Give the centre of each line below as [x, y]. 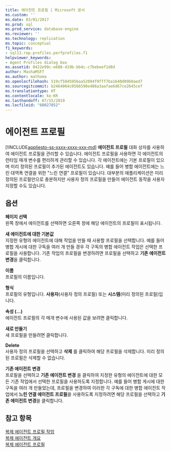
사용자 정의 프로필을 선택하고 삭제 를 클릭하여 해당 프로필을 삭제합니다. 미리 [80, 351]
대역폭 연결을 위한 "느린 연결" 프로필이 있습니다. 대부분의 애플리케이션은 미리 [87, 173]
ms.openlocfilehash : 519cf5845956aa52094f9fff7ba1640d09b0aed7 [74, 81]
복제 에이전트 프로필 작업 [30, 432]
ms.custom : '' [20, 15]
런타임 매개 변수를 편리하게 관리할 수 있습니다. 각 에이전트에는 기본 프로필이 [80, 160]
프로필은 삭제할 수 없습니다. [38, 358]
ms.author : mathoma [26, 77]
